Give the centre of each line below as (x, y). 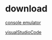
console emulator (23, 22)
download (26, 9)
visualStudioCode (23, 32)
